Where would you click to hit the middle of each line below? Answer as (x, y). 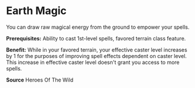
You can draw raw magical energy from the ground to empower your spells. (98, 27)
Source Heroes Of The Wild (40, 80)
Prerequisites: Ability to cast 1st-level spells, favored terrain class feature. (96, 38)
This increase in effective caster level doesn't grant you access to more (93, 62)
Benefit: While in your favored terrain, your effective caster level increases (97, 50)
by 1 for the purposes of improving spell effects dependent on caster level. (97, 56)
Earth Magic (36, 11)
